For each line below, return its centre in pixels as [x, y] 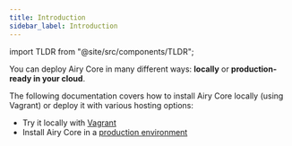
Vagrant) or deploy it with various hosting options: [102, 105]
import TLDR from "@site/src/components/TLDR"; [102, 51]
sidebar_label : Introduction [64, 26]
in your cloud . [59, 78]
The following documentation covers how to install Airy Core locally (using [146, 96]
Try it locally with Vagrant [69, 123]
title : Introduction [48, 17]
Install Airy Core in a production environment [105, 132]
